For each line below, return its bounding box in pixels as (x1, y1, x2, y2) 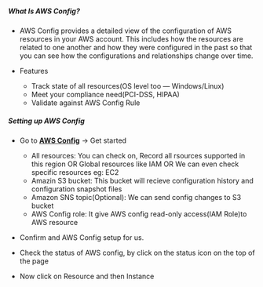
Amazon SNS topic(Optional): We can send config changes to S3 (31, 192, 242, 202)
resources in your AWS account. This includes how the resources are (19, 34, 243, 43)
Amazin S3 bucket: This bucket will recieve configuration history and (31, 176, 254, 185)
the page (19, 256, 49, 266)
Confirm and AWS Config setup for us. (19, 232, 144, 242)
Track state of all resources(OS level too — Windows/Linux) (31, 81, 225, 90)
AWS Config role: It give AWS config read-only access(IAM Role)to (31, 209, 247, 219)
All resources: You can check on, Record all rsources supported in (31, 151, 246, 160)
